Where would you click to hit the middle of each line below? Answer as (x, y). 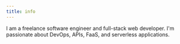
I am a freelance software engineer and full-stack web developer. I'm (90, 28)
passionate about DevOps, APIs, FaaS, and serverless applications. (88, 34)
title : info (21, 11)
